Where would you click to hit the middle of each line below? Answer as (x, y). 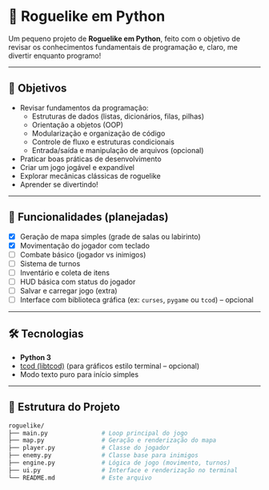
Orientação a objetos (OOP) (78, 124)
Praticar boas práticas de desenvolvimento (90, 159)
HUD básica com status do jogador (78, 281)
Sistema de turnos (50, 263)
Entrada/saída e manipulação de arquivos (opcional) (118, 150)
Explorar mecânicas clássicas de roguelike (90, 176)
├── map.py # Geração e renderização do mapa (112, 440)
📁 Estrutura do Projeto (64, 407)
